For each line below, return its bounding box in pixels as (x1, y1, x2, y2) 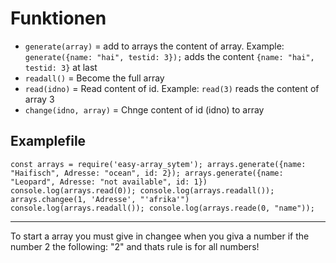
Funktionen (10, 7, 107, 30)
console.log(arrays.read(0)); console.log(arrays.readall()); (10, 185, 275, 196)
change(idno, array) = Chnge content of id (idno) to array (24, 103, 265, 116)
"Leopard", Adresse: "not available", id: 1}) (10, 177, 208, 187)
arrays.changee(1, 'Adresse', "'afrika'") (10, 194, 190, 204)
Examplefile (10, 133, 87, 150)
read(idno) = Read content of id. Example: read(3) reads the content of (24, 82, 320, 94)
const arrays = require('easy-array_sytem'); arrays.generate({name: (10, 159, 307, 169)
